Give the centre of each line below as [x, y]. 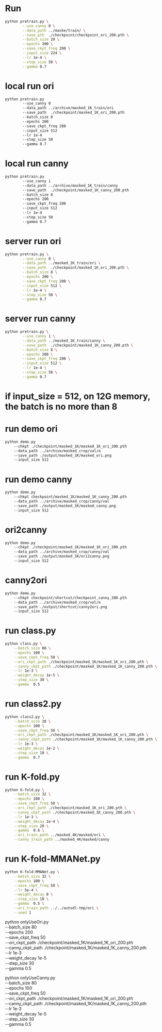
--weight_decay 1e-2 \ [37, 748]
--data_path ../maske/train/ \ [54, 30]
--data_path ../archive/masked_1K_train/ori [68, 108]
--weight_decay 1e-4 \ [37, 821]
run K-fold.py [32, 777]
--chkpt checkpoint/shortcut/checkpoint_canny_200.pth [70, 598]
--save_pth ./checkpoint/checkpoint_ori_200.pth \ [76, 35]
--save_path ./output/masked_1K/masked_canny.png [65, 506]
